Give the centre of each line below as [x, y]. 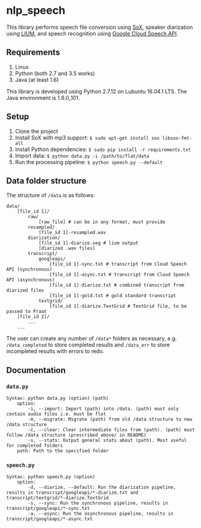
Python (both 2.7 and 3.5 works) [55, 73]
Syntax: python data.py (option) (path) [58, 398]
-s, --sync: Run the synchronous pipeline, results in [98, 503]
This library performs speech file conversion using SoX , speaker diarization [100, 27]
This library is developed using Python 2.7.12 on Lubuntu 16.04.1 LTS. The [97, 91]
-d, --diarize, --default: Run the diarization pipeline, [102, 488]
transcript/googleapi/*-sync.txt [48, 509]
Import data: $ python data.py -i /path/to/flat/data [82, 155]
